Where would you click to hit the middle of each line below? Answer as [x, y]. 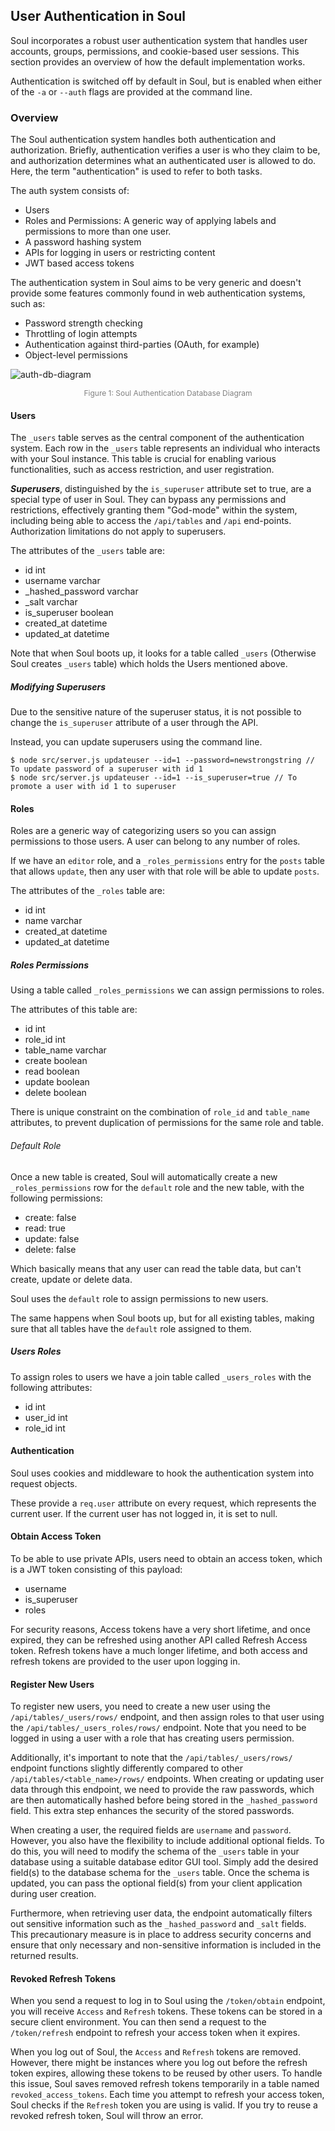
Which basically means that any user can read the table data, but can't [156, 1268]
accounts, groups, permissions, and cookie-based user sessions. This [155, 51]
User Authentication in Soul [98, 16]
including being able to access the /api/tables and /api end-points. [151, 521]
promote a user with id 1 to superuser [93, 787]
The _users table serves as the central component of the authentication [157, 438]
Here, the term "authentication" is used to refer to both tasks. [136, 171]
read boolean [52, 1071]
